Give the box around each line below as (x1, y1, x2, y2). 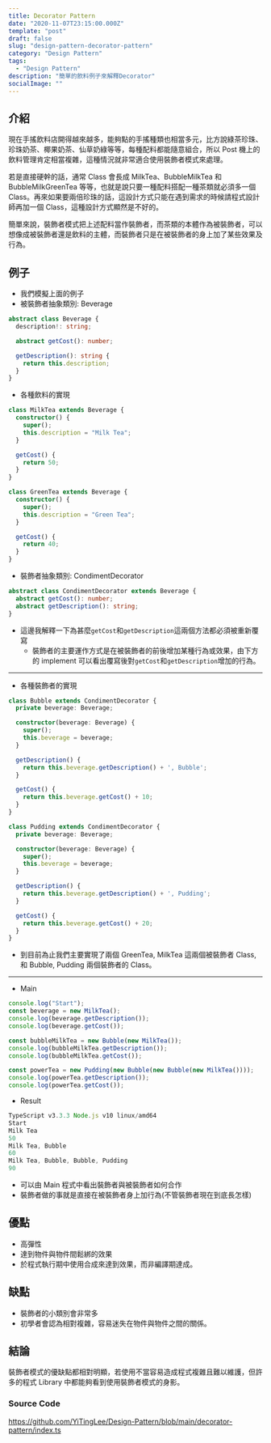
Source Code (8, 1398, 60, 1409)
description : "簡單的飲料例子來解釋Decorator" (8, 72, 156, 80)
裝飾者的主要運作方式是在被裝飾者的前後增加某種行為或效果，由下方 (31, 645, 259, 656)
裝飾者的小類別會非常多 (19, 1308, 98, 1318)
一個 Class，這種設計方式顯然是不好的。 (29, 202, 164, 212)
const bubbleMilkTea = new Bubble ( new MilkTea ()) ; (8, 1037, 182, 1045)
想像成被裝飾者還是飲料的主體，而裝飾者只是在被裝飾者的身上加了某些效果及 (8, 230, 263, 240)
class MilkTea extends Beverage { (8, 406, 125, 414)
